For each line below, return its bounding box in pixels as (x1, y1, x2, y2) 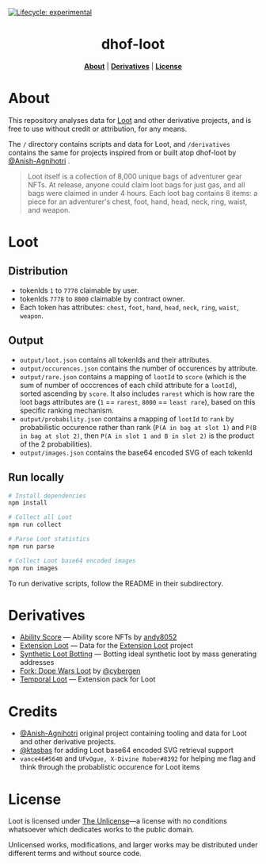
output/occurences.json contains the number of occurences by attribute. (19, 363, 258, 373)
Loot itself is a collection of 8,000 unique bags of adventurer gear (27, 171, 243, 181)
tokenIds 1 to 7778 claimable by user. (19, 286, 139, 295)
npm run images (8, 564, 59, 572)
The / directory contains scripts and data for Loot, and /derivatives (8, 139, 231, 148)
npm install (8, 499, 47, 507)
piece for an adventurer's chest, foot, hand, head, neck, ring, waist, (27, 197, 248, 206)
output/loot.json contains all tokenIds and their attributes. (19, 355, 212, 364)
